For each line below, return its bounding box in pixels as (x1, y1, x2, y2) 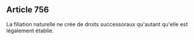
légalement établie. (6, 27, 54, 34)
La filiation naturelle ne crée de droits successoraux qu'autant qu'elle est (6, 20, 188, 27)
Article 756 (6, 5, 50, 15)
